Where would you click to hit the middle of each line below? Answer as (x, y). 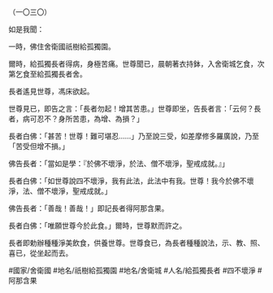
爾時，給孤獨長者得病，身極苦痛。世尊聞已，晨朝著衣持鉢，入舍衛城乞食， (133, 64)
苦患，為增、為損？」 (108, 119)
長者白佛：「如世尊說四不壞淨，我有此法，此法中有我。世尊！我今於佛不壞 (131, 181)
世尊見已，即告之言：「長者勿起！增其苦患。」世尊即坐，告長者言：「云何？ (131, 109)
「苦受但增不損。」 (39, 146)
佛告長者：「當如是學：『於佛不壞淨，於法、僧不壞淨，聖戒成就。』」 (119, 164)
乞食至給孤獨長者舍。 (51, 74)
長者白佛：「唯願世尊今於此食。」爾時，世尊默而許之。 (97, 225)
